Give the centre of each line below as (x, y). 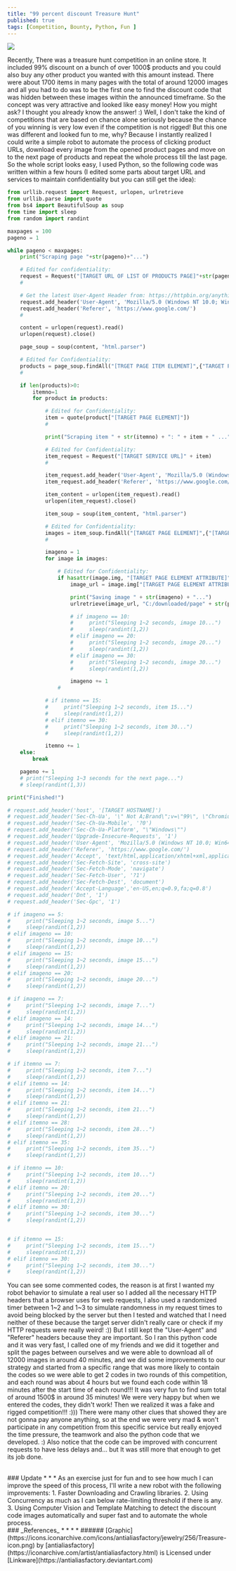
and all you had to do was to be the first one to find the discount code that (114, 90)
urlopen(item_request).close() (91, 501)
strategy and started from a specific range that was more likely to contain (113, 1367)
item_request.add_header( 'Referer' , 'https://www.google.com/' (139, 482)
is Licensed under (186, 1553)
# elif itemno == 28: (39, 1123)
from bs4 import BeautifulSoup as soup (66, 206)
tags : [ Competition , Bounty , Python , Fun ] (72, 27)
